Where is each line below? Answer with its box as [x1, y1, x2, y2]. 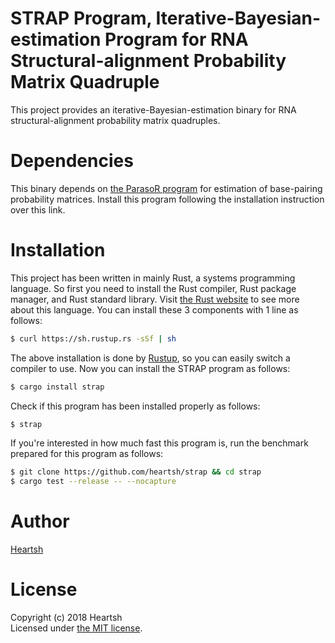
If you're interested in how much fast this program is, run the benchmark [10, 437, 309, 449]
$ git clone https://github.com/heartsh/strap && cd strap [10, 467, 262, 477]
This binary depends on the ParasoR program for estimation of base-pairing [10, 182, 323, 194]
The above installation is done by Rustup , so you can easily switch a [10, 352, 291, 364]
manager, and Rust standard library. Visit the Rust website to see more [10, 293, 300, 305]
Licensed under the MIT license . [10, 622, 143, 634]
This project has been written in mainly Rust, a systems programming [10, 272, 296, 284]
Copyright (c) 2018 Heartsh [10, 612, 123, 624]
